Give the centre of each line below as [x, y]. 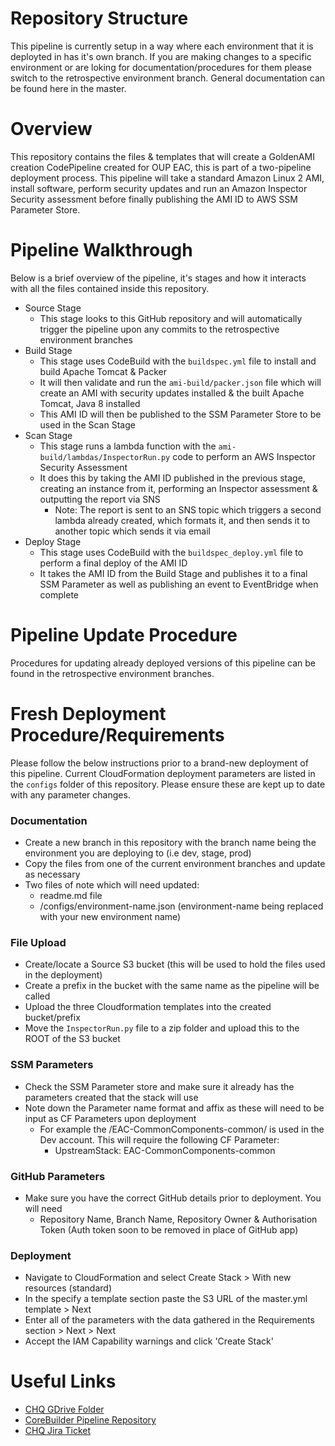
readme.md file [71, 895]
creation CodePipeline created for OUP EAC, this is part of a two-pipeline [161, 167]
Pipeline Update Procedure [124, 635]
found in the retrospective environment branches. [112, 673]
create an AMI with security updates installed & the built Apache [172, 393]
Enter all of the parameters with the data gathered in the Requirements [169, 1320]
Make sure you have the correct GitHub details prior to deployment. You [173, 1198]
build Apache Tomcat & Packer [103, 371]
